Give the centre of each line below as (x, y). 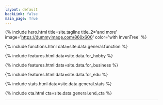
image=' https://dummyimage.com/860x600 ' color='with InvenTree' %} (76, 37)
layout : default (21, 9)
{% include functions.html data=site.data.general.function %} (66, 47)
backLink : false (21, 14)
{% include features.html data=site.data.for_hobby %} (59, 56)
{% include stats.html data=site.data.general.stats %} (58, 84)
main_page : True (21, 18)
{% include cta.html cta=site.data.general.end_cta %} (59, 93)
